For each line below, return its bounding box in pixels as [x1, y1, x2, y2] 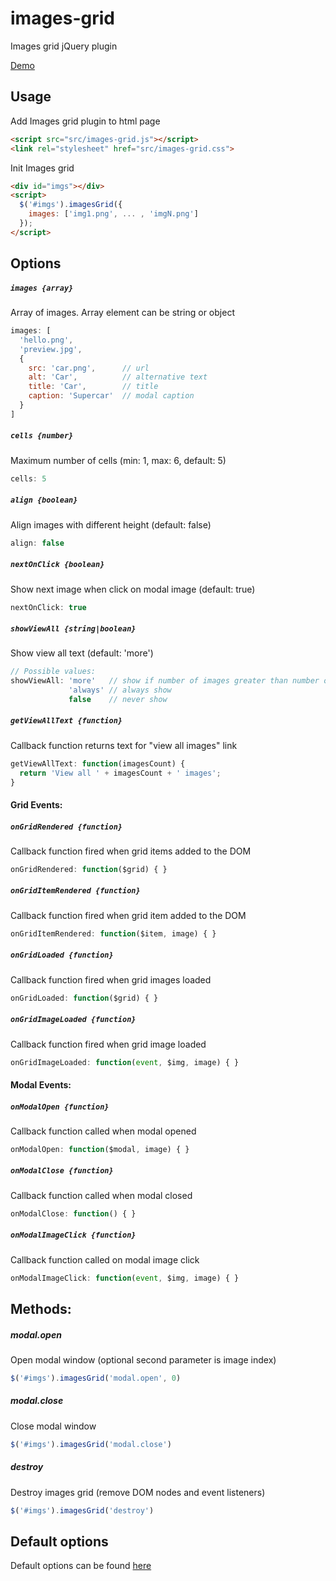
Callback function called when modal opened [10, 1125, 197, 1137]
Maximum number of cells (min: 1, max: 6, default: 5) [10, 454, 227, 466]
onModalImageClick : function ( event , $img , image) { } [10, 1273, 240, 1283]
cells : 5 [10, 473, 47, 484]
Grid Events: [10, 799, 63, 811]
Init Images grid [10, 162, 75, 174]
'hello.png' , [19, 335, 74, 345]
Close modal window [10, 1420, 97, 1432]
